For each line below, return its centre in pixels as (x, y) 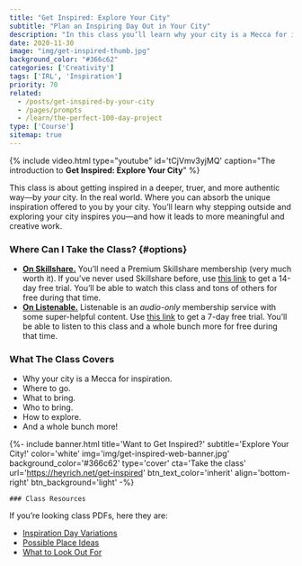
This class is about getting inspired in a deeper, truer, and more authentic (145, 187)
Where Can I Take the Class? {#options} (98, 249)
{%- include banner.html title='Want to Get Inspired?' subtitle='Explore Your (149, 444)
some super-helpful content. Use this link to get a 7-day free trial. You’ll (155, 317)
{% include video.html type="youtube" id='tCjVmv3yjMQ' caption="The (142, 160)
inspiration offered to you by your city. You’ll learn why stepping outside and (151, 206)
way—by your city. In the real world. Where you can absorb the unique (140, 197)
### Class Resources (48, 499)
